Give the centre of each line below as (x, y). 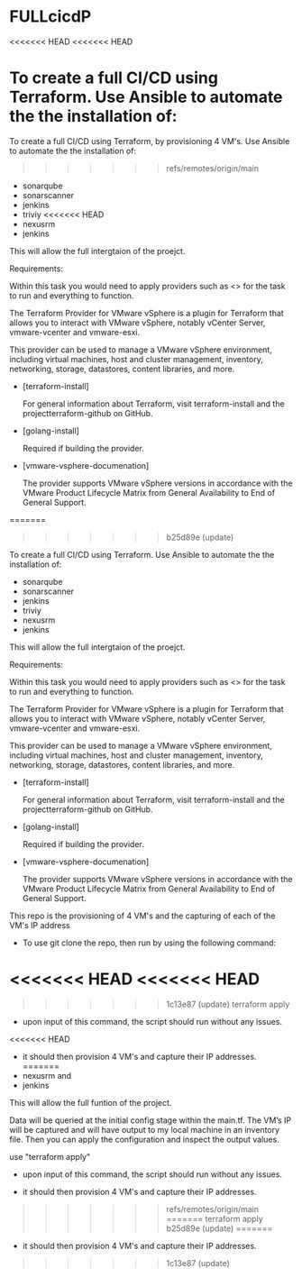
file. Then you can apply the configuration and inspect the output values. (144, 1139)
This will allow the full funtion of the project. (91, 1102)
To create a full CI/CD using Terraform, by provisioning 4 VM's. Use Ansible (150, 141)
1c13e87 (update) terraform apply (228, 1004)
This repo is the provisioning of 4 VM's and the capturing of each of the (142, 916)
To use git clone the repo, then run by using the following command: (149, 943)
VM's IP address (40, 925)
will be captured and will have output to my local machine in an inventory (145, 1129)
